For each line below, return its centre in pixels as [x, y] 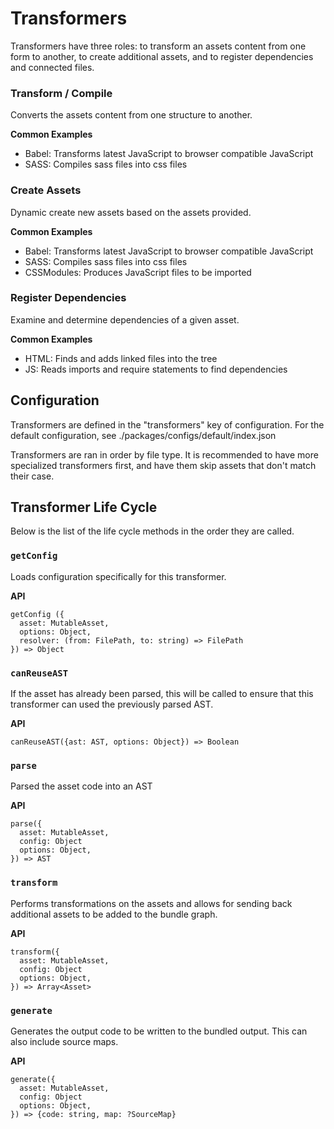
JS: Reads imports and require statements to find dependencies [156, 369]
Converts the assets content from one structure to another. [131, 115]
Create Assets [46, 190]
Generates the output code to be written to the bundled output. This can [159, 1031]
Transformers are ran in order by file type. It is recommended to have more [164, 454]
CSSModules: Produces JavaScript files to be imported [138, 272]
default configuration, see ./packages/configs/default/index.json [143, 435]
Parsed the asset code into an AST [81, 786]
